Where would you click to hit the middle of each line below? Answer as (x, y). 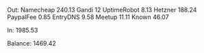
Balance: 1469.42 (32, 43)
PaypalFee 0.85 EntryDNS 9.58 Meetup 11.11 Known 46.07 (88, 17)
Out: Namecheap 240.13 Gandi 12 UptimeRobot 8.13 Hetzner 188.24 (102, 10)
